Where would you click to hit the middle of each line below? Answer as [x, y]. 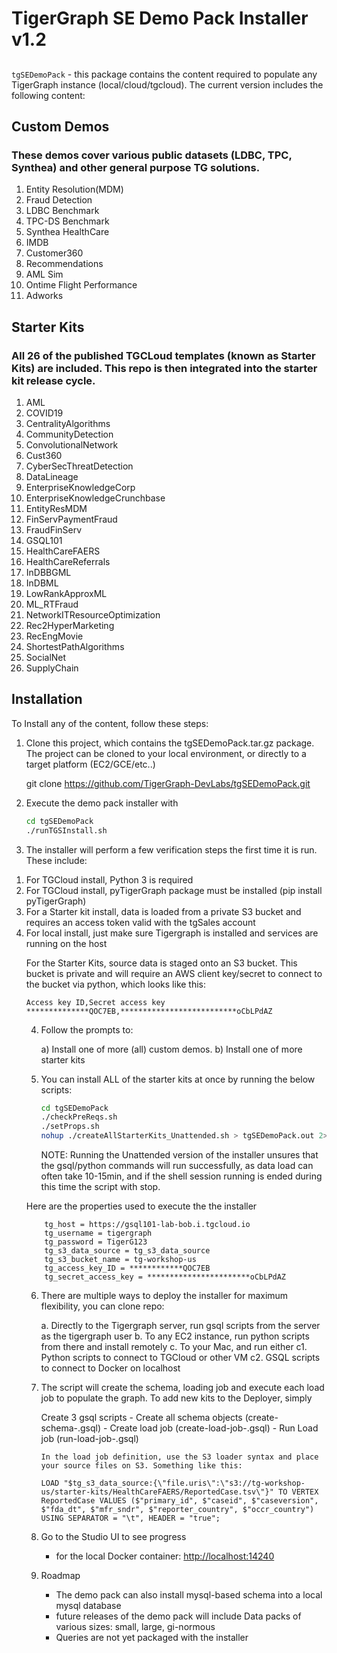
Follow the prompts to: [87, 1029]
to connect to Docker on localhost [110, 1368]
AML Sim [44, 274]
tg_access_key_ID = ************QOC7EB [127, 1268]
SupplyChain [52, 668]
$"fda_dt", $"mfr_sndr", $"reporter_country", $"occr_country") [177, 1510]
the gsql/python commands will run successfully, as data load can [177, 1166]
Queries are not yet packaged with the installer [152, 1638]
